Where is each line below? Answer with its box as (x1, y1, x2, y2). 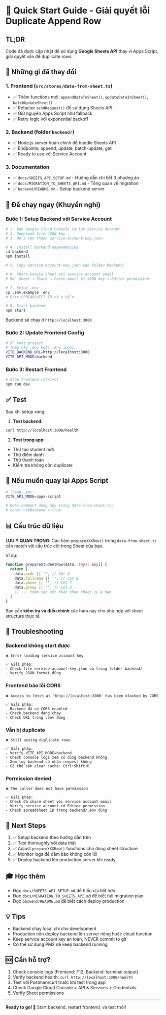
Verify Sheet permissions (12, 990, 64, 996)
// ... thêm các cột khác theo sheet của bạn (14, 590, 112, 595)
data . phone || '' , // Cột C (14, 580, 72, 586)
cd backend (5, 249, 28, 254)
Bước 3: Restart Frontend (5, 366, 67, 373)
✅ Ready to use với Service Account (12, 151, 87, 157)
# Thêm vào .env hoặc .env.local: (5, 345, 77, 350)
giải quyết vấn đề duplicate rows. (5, 53, 73, 59)
